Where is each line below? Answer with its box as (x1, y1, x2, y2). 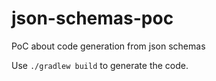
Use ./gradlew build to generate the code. (11, 59, 189, 71)
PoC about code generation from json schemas (11, 40, 206, 52)
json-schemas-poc (11, 7, 174, 30)
